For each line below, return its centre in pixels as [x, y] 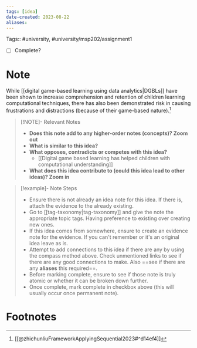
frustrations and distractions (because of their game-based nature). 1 [89, 110]
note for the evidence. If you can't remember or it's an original [104, 237]
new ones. [42, 225]
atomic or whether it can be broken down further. [89, 281]
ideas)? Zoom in [49, 177]
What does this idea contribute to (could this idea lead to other [107, 171]
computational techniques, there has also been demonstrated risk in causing [98, 103]
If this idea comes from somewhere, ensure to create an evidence [109, 231]
